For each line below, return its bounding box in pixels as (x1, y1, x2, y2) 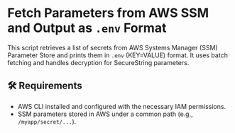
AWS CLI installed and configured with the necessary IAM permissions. (17, 102, 226, 110)
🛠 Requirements (7, 80, 83, 92)
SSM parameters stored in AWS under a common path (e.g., (17, 110, 193, 118)
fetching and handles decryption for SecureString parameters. (7, 58, 190, 66)
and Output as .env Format (7, 20, 167, 36)
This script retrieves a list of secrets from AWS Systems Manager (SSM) (7, 43, 218, 52)
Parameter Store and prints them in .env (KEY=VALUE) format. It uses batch (7, 51, 229, 59)
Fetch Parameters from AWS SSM (7, 5, 209, 21)
